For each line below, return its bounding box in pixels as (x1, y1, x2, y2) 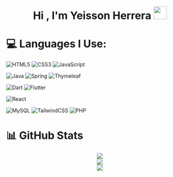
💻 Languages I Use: (6, 37, 107, 50)
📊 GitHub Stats (6, 129, 84, 143)
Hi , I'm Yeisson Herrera (33, 9, 152, 23)
